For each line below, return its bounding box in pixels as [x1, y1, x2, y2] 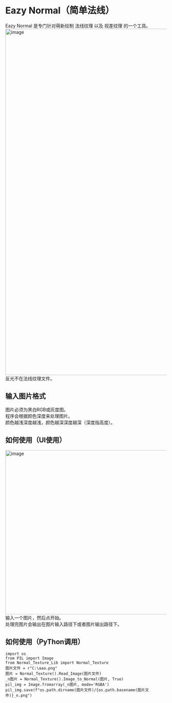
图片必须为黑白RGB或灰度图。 [5, 406, 69, 413]
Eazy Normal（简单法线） [5, 5, 115, 16]
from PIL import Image [5, 656, 54, 661]
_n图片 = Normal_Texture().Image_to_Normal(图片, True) [5, 677, 124, 682]
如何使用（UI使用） [5, 436, 67, 444]
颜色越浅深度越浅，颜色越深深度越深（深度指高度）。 [5, 419, 115, 425]
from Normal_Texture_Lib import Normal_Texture [5, 660, 109, 666]
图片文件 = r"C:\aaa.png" [5, 666, 58, 671]
